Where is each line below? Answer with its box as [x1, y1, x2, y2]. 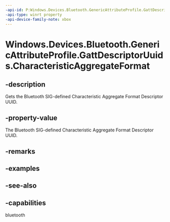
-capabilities [5, 198, 47, 207]
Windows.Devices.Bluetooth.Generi [5, 38, 160, 50]
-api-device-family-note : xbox [5, 17, 71, 22]
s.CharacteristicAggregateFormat [5, 60, 150, 71]
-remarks [5, 147, 35, 156]
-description [5, 80, 46, 88]
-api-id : [5, 7, 24, 13]
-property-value [5, 113, 58, 122]
